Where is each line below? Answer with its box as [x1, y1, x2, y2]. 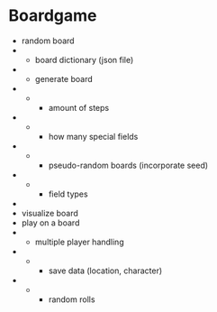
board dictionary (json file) [34, 54, 134, 65]
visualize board [21, 207, 78, 218]
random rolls [48, 294, 95, 305]
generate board [34, 73, 94, 84]
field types [48, 188, 88, 199]
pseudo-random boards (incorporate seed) [48, 160, 209, 170]
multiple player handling [34, 236, 124, 247]
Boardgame [8, 5, 97, 26]
